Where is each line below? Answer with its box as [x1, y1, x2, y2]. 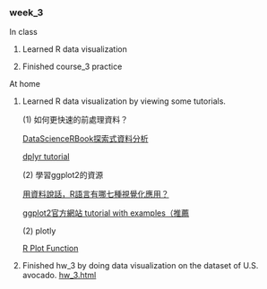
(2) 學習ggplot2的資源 [22, 170, 104, 181]
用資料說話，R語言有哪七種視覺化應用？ [22, 189, 169, 200]
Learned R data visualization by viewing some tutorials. [22, 96, 227, 106]
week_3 [9, 6, 44, 19]
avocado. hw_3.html [22, 270, 97, 281]
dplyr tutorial [22, 151, 70, 162]
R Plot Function [22, 243, 79, 254]
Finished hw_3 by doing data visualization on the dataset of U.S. [22, 260, 259, 271]
